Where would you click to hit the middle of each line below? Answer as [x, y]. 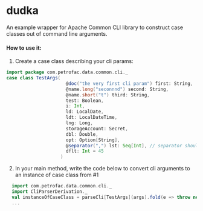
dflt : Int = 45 [85, 151]
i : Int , [75, 106]
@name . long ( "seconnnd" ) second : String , [117, 89]
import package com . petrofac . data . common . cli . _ [67, 72]
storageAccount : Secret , [97, 129]
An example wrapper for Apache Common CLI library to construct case [95, 27]
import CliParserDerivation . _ [50, 192]
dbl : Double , [82, 134]
